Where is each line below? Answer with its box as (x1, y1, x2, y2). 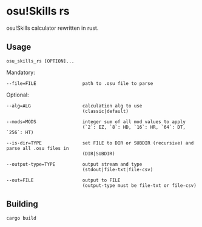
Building (6, 199, 38, 209)
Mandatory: (6, 69, 35, 76)
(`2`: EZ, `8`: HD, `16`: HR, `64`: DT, (82, 124, 186, 130)
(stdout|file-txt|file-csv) (82, 166, 153, 172)
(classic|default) (82, 108, 129, 114)
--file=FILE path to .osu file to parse (6, 80, 153, 86)
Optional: (6, 91, 29, 98)
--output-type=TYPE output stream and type (6, 161, 143, 168)
